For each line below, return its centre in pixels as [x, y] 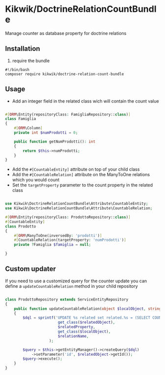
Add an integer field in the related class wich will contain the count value [85, 101]
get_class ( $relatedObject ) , [86, 322]
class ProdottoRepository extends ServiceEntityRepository [67, 300]
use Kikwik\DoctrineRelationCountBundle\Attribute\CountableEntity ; [77, 204]
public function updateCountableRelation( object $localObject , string [88, 309]
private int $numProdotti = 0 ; [46, 133]
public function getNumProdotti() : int [55, 142]
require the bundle [31, 61]
